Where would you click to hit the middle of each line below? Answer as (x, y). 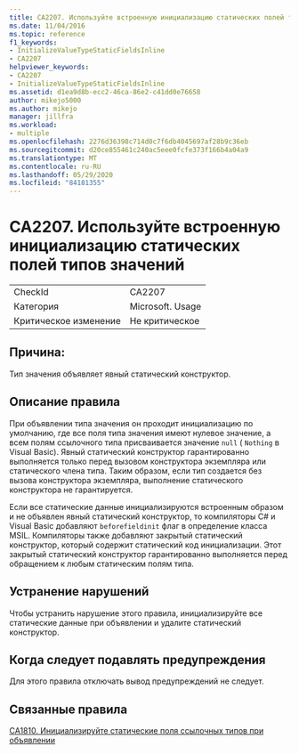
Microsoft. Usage (166, 306)
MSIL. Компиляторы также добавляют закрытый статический (126, 535)
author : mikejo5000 (45, 100)
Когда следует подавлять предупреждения (137, 660)
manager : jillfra (41, 117)
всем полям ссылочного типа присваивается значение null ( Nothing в (145, 442)
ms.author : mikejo (43, 109)
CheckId (31, 292)
